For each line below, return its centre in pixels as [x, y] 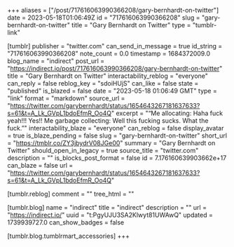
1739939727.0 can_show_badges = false [66, 222]
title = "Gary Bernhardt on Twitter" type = [131, 25]
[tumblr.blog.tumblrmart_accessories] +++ [69, 236]
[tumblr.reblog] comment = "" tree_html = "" [71, 194]
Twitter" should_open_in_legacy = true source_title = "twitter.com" [103, 151]
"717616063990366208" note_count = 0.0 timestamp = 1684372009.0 [109, 53]
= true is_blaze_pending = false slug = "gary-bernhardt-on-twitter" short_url [117, 135]
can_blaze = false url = [40, 165]
